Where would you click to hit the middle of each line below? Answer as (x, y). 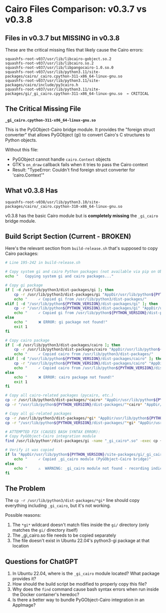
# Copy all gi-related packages (38, 413)
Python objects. (21, 140)
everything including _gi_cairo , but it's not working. (58, 506)
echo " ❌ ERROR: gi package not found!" (61, 322)
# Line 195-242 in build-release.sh (43, 263)
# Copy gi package (24, 285)
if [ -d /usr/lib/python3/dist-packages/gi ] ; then (59, 290)
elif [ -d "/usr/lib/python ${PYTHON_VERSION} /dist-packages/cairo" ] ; (79, 359)
